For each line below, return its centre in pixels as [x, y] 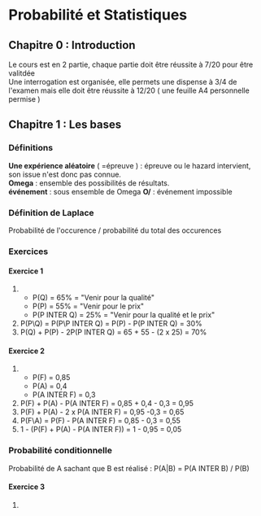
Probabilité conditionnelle [60, 451]
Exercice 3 [27, 487]
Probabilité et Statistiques [98, 15]
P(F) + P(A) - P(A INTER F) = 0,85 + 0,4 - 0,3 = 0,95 [107, 404]
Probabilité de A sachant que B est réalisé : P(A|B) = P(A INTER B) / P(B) [129, 468]
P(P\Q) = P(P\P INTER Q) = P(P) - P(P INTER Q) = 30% [111, 324]
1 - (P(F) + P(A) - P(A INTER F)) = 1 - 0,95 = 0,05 [101, 430]
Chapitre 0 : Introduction [72, 45]
